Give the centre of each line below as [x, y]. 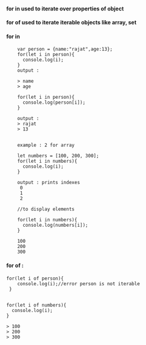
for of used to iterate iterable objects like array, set [71, 23]
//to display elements [46, 209]
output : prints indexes [49, 183]
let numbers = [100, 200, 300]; [58, 156]
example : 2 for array [46, 145]
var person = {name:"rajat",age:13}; [65, 49]
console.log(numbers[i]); [55, 226]
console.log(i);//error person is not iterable [78, 283]
